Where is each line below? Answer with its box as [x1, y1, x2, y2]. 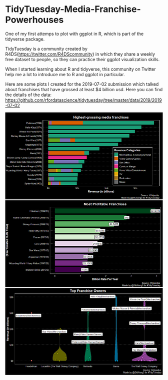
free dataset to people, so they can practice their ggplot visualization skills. [5, 56, 160, 62]
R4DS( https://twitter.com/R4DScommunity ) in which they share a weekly [5, 51, 155, 57]
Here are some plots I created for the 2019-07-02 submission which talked [5, 81, 159, 87]
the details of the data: [5, 92, 51, 98]
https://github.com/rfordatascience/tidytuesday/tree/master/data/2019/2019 [5, 97, 162, 103]
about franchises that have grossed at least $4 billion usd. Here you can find [5, 86, 163, 92]
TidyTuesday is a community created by [5, 46, 87, 52]
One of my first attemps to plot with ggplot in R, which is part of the [5, 31, 144, 37]
